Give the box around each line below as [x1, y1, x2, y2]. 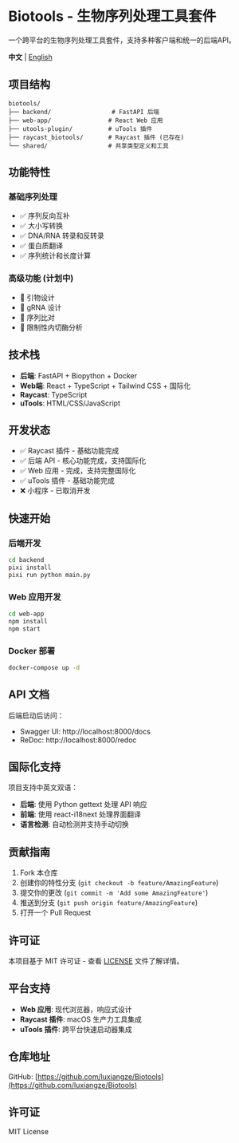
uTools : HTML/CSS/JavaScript [19, 398, 121, 408]
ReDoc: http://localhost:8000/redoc [19, 735, 137, 745]
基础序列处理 [8, 192, 58, 203]
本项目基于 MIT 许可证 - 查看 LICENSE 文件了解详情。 [8, 956, 184, 966]
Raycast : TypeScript [19, 390, 88, 399]
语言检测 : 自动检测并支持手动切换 [19, 820, 129, 829]
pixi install [8, 564, 52, 571]
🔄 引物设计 [19, 292, 55, 302]
